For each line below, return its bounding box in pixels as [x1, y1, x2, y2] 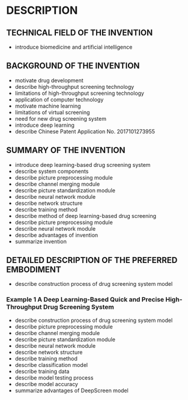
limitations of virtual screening [14, 109, 90, 116]
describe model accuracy [14, 380, 78, 387]
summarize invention [14, 238, 67, 245]
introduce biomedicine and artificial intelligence [14, 43, 133, 50]
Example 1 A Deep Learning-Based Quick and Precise [6, 295, 165, 304]
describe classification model [14, 361, 88, 368]
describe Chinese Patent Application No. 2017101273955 [14, 127, 155, 135]
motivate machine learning [14, 102, 81, 109]
